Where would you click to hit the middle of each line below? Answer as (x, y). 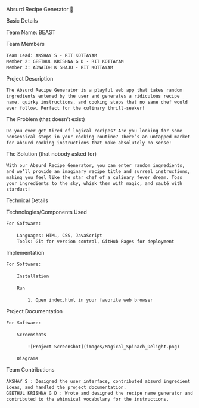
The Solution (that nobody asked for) (52, 154)
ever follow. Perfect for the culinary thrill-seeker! (76, 108)
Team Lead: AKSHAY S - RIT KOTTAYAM (52, 55)
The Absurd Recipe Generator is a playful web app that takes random (94, 90)
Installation (33, 276)
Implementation (25, 253)
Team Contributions (30, 370)
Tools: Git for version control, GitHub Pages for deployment (96, 242)
